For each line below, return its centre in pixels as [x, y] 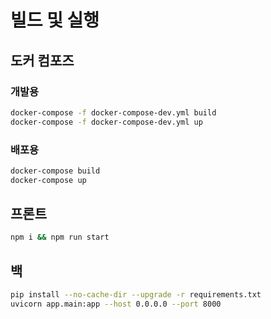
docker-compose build [55, 171]
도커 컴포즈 [42, 60]
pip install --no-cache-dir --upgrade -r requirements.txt [136, 295]
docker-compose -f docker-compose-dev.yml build [113, 112]
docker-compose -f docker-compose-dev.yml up [106, 122]
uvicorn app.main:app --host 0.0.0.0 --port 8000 [116, 304]
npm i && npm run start [60, 237]
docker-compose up [48, 180]
